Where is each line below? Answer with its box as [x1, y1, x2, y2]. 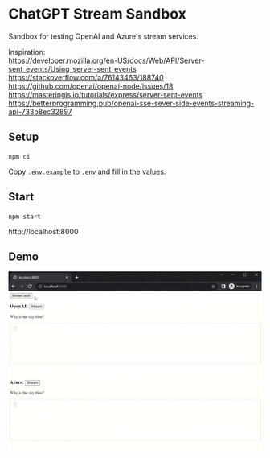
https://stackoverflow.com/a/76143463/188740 [8, 72, 165, 82]
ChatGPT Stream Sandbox [8, 5, 187, 23]
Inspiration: [8, 47, 46, 56]
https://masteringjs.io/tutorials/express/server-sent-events [8, 89, 203, 99]
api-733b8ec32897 [8, 106, 72, 117]
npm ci [8, 152, 31, 161]
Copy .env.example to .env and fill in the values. [8, 167, 166, 176]
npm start [8, 212, 42, 221]
